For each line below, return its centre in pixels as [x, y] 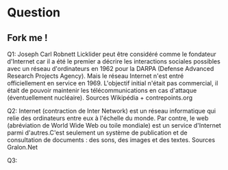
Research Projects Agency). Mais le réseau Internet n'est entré [96, 76]
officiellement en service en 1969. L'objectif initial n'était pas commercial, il [113, 83]
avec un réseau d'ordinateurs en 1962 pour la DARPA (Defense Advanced [111, 69]
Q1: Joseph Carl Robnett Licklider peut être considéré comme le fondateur [112, 54]
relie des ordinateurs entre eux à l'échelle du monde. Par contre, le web [108, 118]
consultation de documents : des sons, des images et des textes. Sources [111, 140]
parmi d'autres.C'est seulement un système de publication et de [97, 132]
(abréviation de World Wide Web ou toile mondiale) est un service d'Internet [114, 125]
